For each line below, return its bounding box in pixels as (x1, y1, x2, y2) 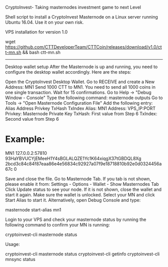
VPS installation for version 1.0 (5, 29, 68, 35)
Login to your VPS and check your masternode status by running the (5, 216, 146, 222)
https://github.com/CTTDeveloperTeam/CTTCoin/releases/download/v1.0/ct (5, 44, 162, 50)
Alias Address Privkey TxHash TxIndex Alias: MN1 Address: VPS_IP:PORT (5, 105, 156, 111)
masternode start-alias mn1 (5, 206, 61, 212)
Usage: (5, 241, 20, 247)
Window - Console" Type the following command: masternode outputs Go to (5, 95, 163, 101)
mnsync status (5, 256, 36, 262)
